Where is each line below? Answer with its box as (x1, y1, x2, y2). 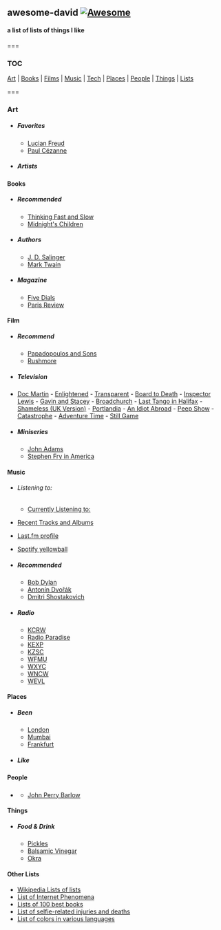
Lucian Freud (27, 139, 65, 147)
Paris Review (27, 301, 64, 309)
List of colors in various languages (17, 914, 115, 922)
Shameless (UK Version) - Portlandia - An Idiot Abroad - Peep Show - (17, 404, 215, 413)
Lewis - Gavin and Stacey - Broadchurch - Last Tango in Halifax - (17, 397, 203, 406)
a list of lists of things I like (7, 25, 85, 34)
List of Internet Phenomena (17, 892, 95, 901)
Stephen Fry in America (27, 452, 95, 461)
